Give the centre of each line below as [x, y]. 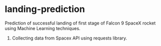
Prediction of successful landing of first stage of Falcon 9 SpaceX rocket [80, 23]
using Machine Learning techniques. [43, 28]
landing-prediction [45, 9]
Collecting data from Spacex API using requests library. [69, 38]
